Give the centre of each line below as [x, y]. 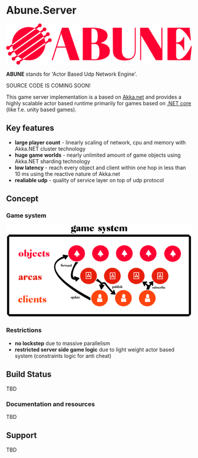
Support [22, 436]
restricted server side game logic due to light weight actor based [95, 349]
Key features [30, 128]
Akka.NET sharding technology [52, 161]
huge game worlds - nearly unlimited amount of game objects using [98, 155]
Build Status [29, 374]
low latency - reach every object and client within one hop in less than [100, 167]
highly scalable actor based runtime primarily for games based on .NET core [99, 103]
